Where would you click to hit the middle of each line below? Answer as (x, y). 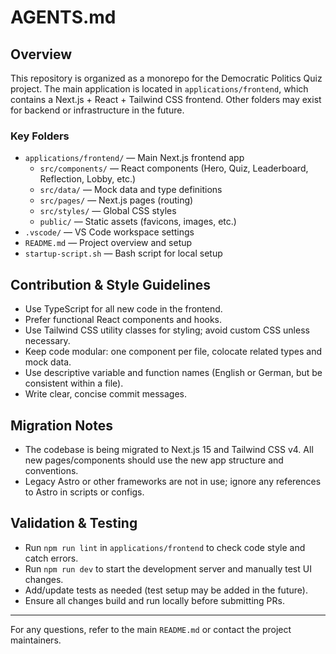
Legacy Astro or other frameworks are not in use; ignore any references (173, 481)
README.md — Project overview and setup (108, 243)
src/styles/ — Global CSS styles (108, 211)
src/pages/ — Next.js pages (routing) (116, 200)
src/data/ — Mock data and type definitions (131, 190)
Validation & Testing (74, 523)
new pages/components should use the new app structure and (154, 460)
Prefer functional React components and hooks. (123, 320)
